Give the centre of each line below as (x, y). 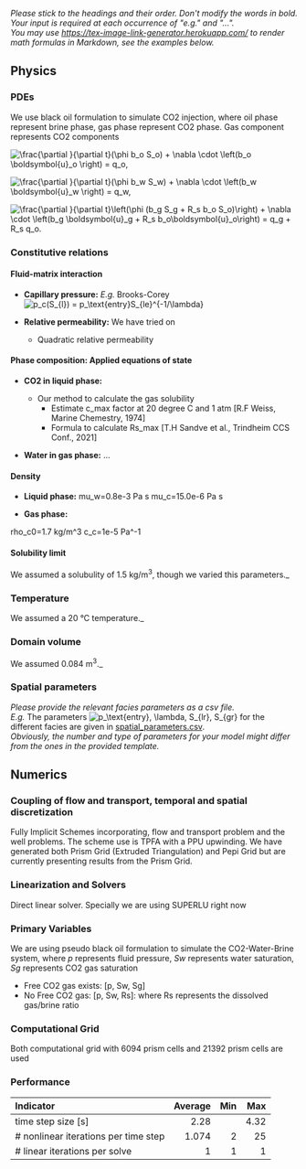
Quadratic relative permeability (95, 339)
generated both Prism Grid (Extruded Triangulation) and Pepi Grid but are (148, 852)
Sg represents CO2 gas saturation (74, 968)
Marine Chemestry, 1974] (98, 418)
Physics (34, 71)
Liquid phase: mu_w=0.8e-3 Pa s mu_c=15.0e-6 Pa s (123, 497)
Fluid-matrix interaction (57, 274)
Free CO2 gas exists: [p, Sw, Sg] (84, 985)
